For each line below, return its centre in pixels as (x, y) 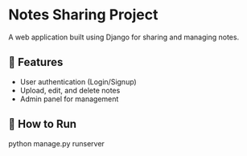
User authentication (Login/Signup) (78, 81)
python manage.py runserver (56, 143)
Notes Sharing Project (83, 15)
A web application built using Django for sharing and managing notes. (124, 37)
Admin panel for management (69, 99)
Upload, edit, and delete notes (70, 90)
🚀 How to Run (43, 124)
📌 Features (36, 62)
